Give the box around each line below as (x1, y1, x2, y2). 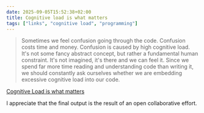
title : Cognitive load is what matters (6, 15, 108, 21)
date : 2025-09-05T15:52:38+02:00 (6, 9, 92, 15)
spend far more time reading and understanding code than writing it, (21, 63, 194, 70)
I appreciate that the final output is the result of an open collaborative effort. (6, 100, 197, 107)
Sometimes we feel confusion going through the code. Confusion (21, 37, 186, 45)
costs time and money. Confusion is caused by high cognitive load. (21, 43, 191, 51)
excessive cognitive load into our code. (21, 76, 120, 83)
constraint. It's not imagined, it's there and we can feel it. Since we (21, 56, 189, 64)
